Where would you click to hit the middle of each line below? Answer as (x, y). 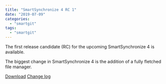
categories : (17, 19)
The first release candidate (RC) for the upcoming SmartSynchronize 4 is (80, 47)
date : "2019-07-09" (25, 14)
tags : (11, 28)
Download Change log (28, 76)
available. (15, 52)
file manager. (19, 67)
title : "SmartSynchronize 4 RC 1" (41, 10)
